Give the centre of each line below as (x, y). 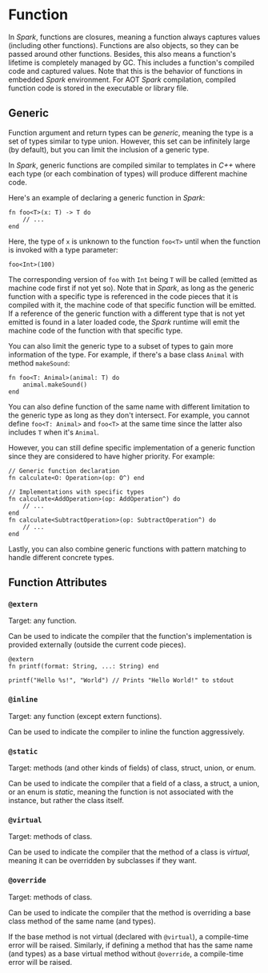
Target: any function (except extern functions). (85, 716)
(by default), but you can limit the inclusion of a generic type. (109, 149)
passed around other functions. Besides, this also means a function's (122, 54)
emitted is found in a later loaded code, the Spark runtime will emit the (124, 321)
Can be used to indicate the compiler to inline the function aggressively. (127, 732)
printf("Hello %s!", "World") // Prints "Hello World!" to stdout (121, 680)
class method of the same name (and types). (82, 921)
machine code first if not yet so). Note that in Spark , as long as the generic (131, 288)
